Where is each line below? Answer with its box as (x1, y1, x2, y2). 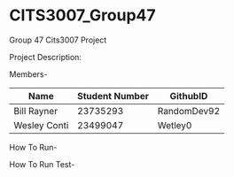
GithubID (169, 89, 208, 102)
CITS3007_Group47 (9, 5, 157, 26)
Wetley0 (157, 119, 192, 131)
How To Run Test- (9, 158, 75, 169)
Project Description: (9, 51, 82, 62)
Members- (9, 68, 48, 80)
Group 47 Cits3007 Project (9, 35, 107, 45)
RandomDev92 (157, 104, 221, 117)
